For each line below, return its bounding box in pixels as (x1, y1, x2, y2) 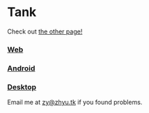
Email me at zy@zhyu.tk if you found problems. (7, 98, 143, 107)
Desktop (7, 82, 37, 91)
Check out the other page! (7, 27, 83, 36)
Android (7, 63, 36, 73)
